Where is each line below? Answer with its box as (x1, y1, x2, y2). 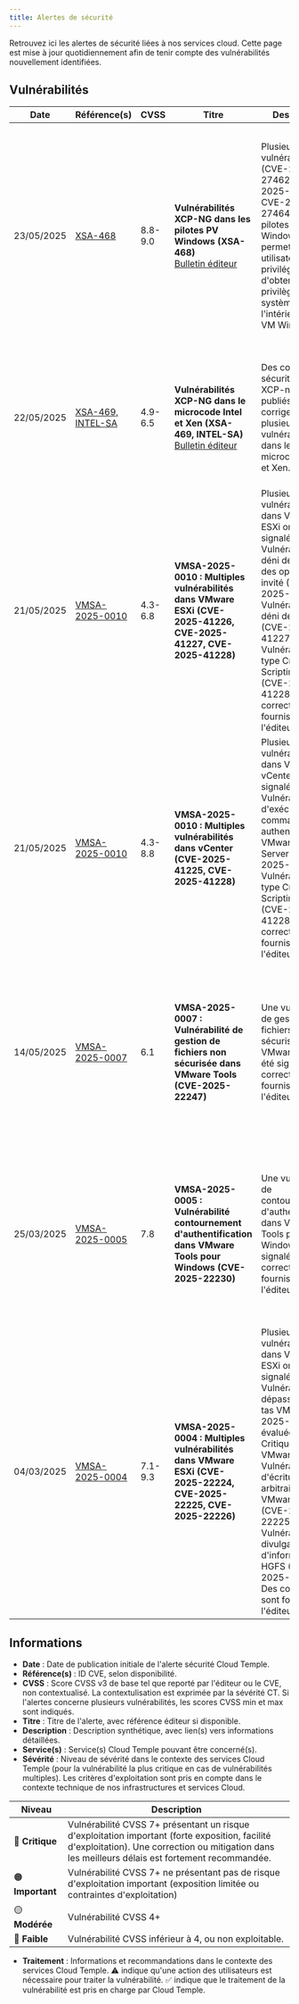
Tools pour (174, 1250, 221, 1263)
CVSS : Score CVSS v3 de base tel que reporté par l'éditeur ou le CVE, (21, 1678, 282, 1689)
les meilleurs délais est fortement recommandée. (68, 1852, 271, 1865)
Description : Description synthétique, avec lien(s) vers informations (21, 1726, 274, 1736)
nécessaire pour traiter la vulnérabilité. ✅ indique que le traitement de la (21, 1975, 287, 1985)
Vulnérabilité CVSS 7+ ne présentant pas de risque (68, 1867, 280, 1879)
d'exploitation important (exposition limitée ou (68, 1877, 260, 1890)
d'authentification (174, 1228, 253, 1240)
